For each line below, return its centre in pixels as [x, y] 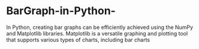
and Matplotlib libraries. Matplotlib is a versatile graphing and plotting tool [97, 33]
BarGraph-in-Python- [61, 11]
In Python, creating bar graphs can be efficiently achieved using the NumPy [100, 27]
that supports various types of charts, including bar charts [78, 40]
